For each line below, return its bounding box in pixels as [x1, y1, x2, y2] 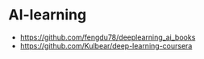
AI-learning [8, 6, 87, 24]
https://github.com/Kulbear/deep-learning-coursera [19, 40, 193, 50]
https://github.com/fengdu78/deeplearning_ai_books [19, 32, 196, 42]
